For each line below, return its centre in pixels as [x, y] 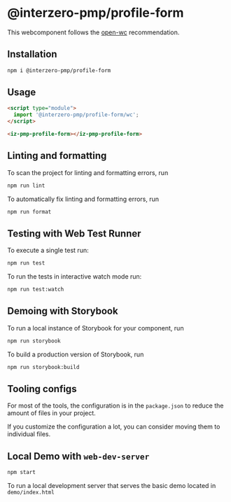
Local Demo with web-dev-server [78, 456]
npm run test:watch [36, 290]
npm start [22, 473]
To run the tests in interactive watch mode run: [75, 277]
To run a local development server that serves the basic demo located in [112, 486]
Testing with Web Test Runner [74, 233]
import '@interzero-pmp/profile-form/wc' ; [76, 115]
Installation [32, 54]
